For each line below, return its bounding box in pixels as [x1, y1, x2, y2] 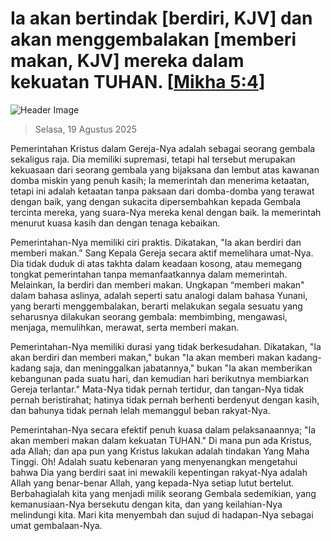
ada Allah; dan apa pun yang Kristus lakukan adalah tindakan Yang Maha [10, 445, 310, 457]
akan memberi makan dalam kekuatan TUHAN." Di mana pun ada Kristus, [10, 434, 312, 446]
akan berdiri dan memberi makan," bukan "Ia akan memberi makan [10, 351, 285, 363]
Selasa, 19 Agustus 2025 [34, 123, 138, 135]
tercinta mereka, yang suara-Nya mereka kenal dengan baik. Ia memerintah [10, 206, 322, 218]
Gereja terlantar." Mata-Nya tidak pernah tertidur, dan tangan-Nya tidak [10, 383, 305, 395]
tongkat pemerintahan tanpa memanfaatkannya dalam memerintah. [10, 268, 288, 280]
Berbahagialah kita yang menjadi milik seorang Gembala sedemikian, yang [10, 487, 317, 499]
